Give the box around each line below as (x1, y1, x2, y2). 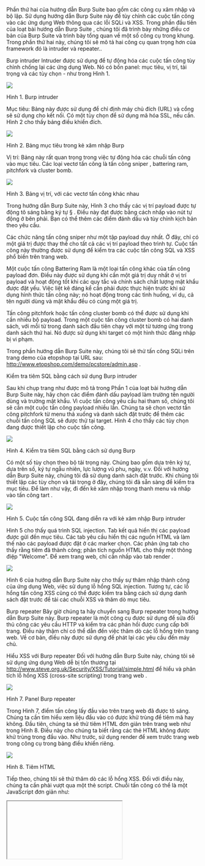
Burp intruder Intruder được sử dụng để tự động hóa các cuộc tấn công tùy (6, 57, 196, 64)
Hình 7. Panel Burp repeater (6, 695, 76, 703)
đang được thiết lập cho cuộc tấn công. (6, 424, 106, 431)
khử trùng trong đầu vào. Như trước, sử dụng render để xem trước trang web (6, 733, 199, 740)
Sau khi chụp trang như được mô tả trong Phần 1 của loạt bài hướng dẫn (6, 384, 187, 391)
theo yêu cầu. (6, 222, 41, 228)
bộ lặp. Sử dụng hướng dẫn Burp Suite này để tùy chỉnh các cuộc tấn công (6, 12, 195, 20)
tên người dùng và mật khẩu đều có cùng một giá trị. (6, 298, 139, 305)
